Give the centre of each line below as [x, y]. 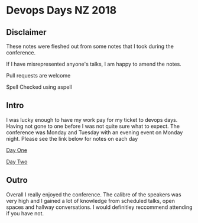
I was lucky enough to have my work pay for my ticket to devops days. [92, 119]
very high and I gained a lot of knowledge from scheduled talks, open [91, 201]
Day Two [17, 161]
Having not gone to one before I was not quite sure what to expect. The [93, 126]
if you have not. [25, 213]
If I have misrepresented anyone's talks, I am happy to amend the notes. [94, 64]
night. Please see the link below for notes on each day [72, 138]
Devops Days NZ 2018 [61, 10]
